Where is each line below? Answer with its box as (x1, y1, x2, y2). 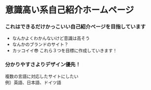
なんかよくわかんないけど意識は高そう (12, 35, 90, 41)
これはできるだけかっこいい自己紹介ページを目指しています (5, 23, 146, 30)
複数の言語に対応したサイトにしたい (5, 73, 79, 79)
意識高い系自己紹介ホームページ (5, 4, 134, 16)
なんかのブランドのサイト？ (12, 41, 69, 47)
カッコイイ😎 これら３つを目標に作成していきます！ (12, 48, 117, 54)
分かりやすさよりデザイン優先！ (5, 61, 81, 68)
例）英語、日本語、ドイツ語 (5, 79, 61, 85)
